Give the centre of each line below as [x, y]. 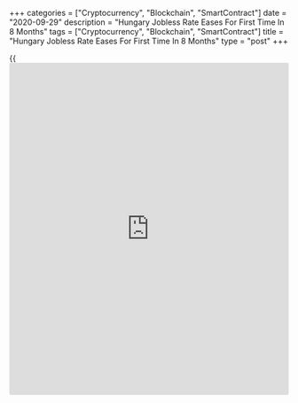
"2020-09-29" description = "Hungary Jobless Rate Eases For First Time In [147, 22]
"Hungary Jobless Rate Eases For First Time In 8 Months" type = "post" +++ [149, 41]
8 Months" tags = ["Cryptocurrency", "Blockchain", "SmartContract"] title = [146, 31]
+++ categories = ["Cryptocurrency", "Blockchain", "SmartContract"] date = [148, 13]
